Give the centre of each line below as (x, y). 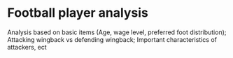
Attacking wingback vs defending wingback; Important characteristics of (112, 39)
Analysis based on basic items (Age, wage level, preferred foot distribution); (117, 32)
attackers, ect (27, 47)
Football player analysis (78, 13)
